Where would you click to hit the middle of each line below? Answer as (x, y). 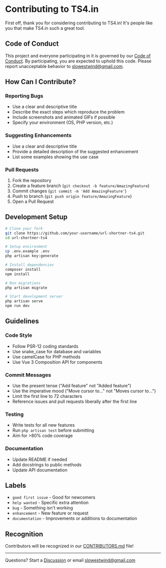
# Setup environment (26, 247)
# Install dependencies (30, 265)
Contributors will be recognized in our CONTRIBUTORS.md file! (69, 546)
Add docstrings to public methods (47, 464)
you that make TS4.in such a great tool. (45, 28)
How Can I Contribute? (41, 82)
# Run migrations (23, 283)
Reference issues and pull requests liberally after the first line (75, 402)
